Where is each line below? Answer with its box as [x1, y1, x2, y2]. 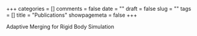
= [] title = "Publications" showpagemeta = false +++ [6, 11, 138, 19]
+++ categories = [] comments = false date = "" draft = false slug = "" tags [6, 5, 192, 12]
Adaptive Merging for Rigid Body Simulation [6, 23, 115, 30]
